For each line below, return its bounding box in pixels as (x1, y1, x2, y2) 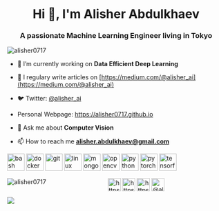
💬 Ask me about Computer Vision (17, 123, 114, 132)
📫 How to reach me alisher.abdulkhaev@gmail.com (17, 137, 169, 145)
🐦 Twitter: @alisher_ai (17, 94, 82, 103)
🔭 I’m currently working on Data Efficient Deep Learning (17, 60, 178, 68)
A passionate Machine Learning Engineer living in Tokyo (19, 31, 213, 41)
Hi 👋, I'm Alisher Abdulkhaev (32, 6, 200, 22)
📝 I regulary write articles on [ (17, 73, 102, 81)
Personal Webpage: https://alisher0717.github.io (17, 110, 153, 119)
